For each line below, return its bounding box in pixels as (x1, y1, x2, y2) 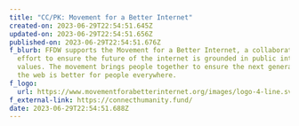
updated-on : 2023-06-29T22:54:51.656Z (9, 29, 153, 38)
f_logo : (9, 79, 38, 88)
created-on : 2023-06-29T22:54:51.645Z (9, 21, 153, 30)
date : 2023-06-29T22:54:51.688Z (9, 104, 129, 113)
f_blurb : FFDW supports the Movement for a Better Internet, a (9, 46, 249, 55)
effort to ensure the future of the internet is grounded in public (17, 54, 277, 63)
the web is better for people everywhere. (17, 71, 177, 80)
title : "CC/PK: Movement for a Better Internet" (9, 12, 193, 22)
